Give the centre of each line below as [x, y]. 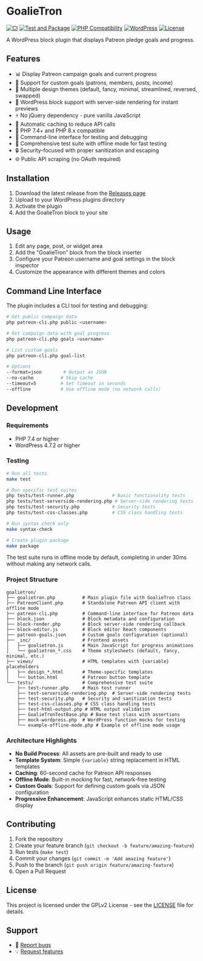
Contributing [31, 824]
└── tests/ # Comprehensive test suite [80, 682]
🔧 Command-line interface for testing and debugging [81, 137]
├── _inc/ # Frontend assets [68, 640]
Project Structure [32, 580]
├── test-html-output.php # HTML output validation [84, 709]
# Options [19, 367]
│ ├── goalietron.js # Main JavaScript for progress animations [100, 645]
